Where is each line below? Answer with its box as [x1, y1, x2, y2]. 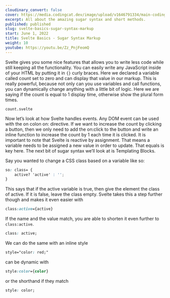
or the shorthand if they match [5, 278, 69, 284]
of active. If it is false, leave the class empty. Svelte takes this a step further [5, 191, 163, 198]
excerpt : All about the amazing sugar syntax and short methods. [5, 17, 146, 22]
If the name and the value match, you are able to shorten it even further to [5, 216, 159, 222]
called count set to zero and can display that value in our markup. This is [5, 75, 157, 81]
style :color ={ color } [5, 269, 49, 274]
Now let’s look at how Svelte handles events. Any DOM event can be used [5, 115, 159, 122]
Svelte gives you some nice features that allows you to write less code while [5, 59, 164, 65]
